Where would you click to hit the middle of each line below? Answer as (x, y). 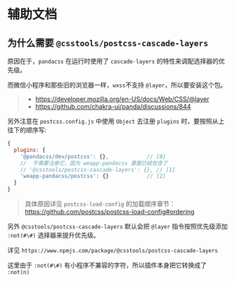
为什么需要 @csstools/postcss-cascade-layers (108, 43)
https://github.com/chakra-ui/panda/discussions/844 (113, 106)
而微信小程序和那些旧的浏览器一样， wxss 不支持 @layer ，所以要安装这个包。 (117, 85)
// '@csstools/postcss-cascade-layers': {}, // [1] (98, 170)
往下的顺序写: (27, 130)
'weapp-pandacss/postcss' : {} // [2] (93, 176)
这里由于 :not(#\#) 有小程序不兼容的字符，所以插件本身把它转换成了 (107, 265)
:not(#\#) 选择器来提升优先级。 (54, 235)
